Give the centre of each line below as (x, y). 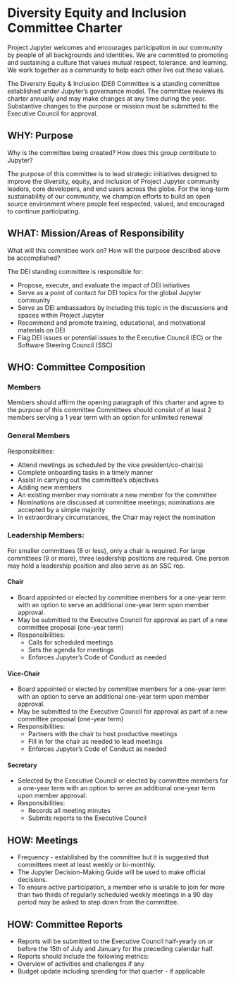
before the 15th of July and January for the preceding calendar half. (116, 949)
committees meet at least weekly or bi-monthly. (87, 865)
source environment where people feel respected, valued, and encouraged (116, 204)
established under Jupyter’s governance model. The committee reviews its (116, 91)
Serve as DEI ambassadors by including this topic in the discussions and (122, 307)
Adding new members (50, 487)
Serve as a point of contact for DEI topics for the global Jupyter (110, 292)
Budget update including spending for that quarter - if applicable (111, 971)
